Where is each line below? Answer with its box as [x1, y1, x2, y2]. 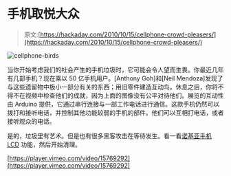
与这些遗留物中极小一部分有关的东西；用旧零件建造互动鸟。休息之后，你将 [7, 82, 218, 91]
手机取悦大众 [7, 6, 80, 22]
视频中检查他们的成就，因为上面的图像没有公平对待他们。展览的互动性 [25, 91, 224, 100]
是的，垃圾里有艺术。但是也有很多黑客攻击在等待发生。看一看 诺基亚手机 [7, 131, 212, 140]
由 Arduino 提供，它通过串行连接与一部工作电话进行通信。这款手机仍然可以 [7, 100, 220, 108]
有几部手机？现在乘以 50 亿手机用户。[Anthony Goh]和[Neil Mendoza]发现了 [7, 74, 223, 82]
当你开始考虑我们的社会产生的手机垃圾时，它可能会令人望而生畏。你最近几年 [7, 65, 224, 74]
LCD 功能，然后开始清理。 [7, 140, 81, 148]
